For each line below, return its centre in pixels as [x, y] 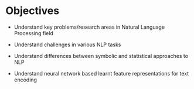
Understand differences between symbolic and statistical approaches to [101, 56]
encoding [25, 80]
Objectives [33, 11]
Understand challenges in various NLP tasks [67, 44]
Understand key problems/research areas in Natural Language [89, 27]
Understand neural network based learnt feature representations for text [101, 73]
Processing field [33, 33]
